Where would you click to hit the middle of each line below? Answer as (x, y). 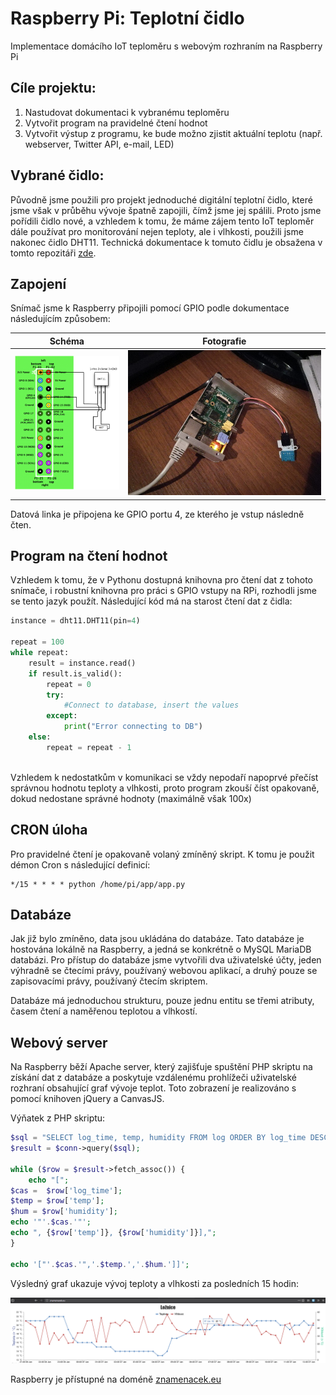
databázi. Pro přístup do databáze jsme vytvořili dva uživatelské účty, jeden (166, 960)
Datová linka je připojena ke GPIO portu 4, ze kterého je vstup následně (157, 514)
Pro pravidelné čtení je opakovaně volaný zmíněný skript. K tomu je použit (162, 854)
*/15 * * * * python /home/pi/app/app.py (98, 884)
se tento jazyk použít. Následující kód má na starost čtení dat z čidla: (151, 601)
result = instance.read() (82, 663)
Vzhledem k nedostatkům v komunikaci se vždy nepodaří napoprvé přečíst (164, 777)
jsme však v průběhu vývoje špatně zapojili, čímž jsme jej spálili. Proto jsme (166, 210)
